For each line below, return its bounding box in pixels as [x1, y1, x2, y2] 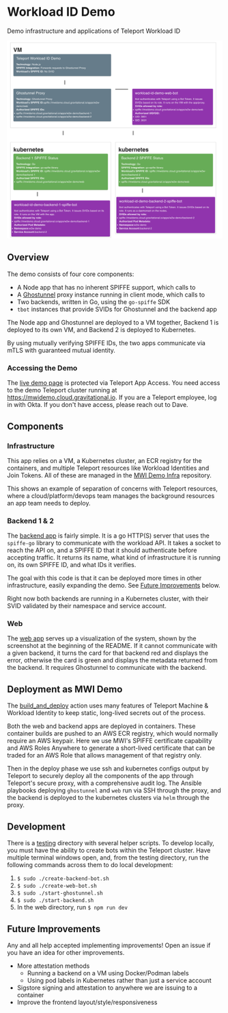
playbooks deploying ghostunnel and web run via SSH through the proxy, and [7, 786, 222, 795]
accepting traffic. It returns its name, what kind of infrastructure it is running [7, 553, 220, 562]
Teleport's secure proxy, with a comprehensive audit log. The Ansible [7, 779, 203, 788]
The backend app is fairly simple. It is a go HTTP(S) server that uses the [7, 531, 210, 540]
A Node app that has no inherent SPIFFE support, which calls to [16, 283, 196, 291]
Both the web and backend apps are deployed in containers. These [7, 722, 196, 730]
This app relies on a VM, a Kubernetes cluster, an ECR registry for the [7, 456, 203, 464]
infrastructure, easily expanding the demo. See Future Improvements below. [7, 581, 220, 590]
